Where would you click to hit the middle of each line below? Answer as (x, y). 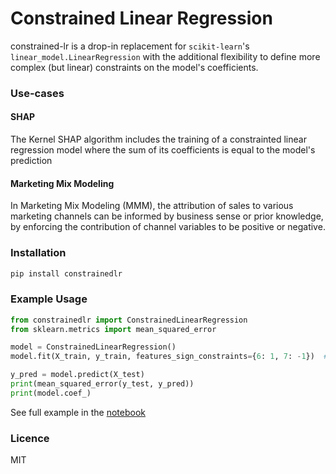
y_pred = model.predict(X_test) (77, 375)
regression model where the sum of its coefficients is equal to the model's (163, 150)
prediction (31, 161)
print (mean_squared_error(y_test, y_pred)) (102, 384)
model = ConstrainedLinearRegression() (93, 347)
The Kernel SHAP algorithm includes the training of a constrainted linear (158, 139)
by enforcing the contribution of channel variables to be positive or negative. (168, 227)
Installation (38, 253)
